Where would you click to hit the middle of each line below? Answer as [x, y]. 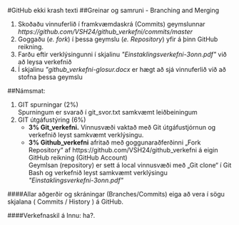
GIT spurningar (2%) [48, 105]
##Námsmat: [26, 91]
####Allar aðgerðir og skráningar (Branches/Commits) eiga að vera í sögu [116, 194]
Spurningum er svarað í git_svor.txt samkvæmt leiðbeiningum [107, 112]
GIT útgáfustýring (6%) [52, 120]
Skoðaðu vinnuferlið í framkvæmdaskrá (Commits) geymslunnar [111, 24]
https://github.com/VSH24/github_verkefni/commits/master [105, 32]
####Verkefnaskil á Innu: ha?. [51, 215]
